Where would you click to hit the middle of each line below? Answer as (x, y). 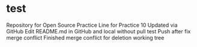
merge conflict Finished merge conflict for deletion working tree (85, 37)
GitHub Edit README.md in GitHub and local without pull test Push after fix (98, 31)
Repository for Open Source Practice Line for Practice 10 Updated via (92, 25)
